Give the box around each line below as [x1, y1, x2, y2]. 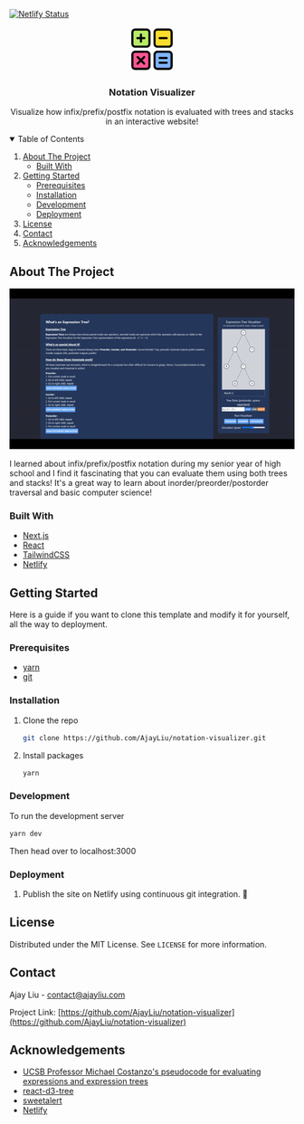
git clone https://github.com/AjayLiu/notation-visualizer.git [22, 733, 267, 742]
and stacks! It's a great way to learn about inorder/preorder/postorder [9, 478, 270, 489]
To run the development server [9, 810, 125, 821]
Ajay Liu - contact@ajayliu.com [9, 989, 126, 1000]
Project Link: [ [9, 1006, 62, 1017]
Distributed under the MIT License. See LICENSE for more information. [9, 938, 267, 949]
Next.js [22, 530, 50, 541]
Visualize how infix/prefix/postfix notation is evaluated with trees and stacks [10, 107, 294, 118]
